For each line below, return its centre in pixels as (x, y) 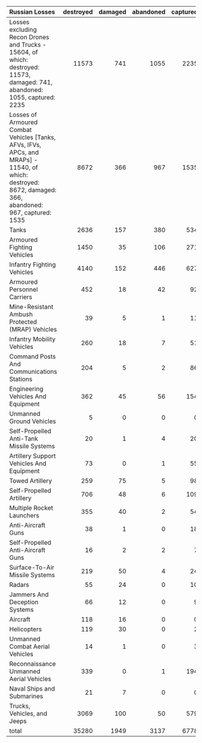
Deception (24, 602)
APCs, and (24, 152)
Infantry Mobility (32, 339)
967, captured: (30, 212)
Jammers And (29, 594)
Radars (19, 585)
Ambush (21, 314)
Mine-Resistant (31, 307)
